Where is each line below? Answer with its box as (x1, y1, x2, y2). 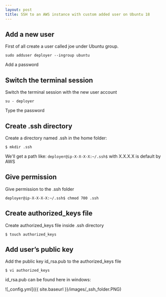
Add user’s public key (5, 245, 74, 253)
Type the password (5, 108, 45, 114)
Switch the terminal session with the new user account (5, 89, 117, 95)
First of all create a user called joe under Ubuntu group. (5, 43, 119, 50)
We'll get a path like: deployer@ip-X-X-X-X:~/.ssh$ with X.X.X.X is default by (5, 153, 161, 159)
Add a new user (5, 30, 55, 39)
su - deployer (5, 99, 35, 104)
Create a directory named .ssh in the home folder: (5, 135, 107, 141)
